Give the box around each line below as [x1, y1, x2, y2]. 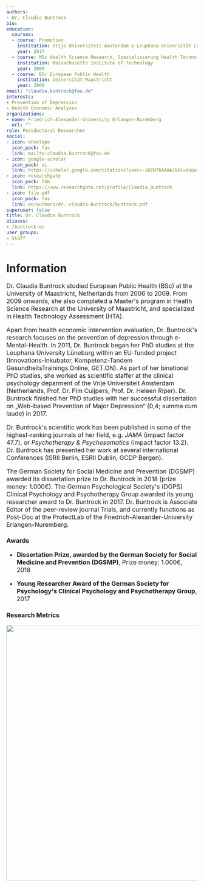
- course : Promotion [12, 37, 64, 43]
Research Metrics [6, 611, 59, 619]
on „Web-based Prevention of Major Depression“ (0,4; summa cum [6, 402, 197, 410]
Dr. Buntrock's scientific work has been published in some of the [6, 423, 191, 431]
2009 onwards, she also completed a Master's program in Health [6, 296, 192, 305]
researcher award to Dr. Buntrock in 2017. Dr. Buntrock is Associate [6, 497, 198, 506]
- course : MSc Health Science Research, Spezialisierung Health [12, 54, 178, 60]
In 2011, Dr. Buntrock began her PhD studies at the [50, 341, 194, 349]
